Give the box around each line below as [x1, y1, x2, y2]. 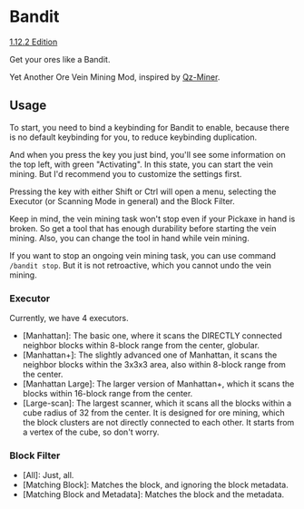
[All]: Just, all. [22, 470, 74, 481]
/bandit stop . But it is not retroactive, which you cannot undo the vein [9, 259, 272, 270]
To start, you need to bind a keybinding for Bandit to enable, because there [9, 122, 290, 132]
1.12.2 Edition [9, 36, 58, 47]
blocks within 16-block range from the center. [22, 388, 193, 399]
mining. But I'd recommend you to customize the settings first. [9, 168, 242, 179]
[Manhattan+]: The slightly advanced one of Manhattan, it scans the [22, 349, 278, 360]
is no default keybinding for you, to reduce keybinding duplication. [9, 132, 258, 142]
